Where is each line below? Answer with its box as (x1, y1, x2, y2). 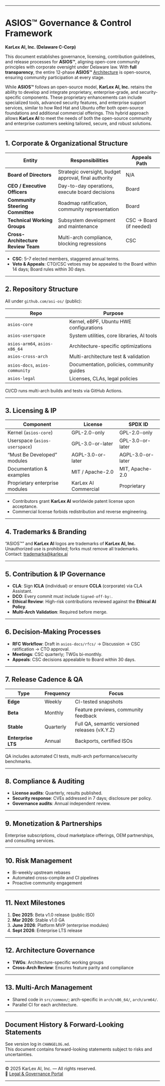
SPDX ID (128, 421, 148, 428)
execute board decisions (58, 189, 115, 195)
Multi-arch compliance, (58, 234, 113, 241)
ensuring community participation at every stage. (5, 74, 105, 80)
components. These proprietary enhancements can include (22, 94, 142, 100)
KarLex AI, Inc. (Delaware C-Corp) (5, 44, 76, 50)
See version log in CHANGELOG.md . (5, 1041, 70, 1047)
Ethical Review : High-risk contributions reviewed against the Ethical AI (12, 598, 156, 604)
